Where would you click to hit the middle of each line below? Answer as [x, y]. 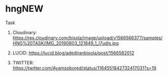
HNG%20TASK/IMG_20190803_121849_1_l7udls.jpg [66, 43]
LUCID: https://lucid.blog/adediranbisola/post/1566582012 [73, 53]
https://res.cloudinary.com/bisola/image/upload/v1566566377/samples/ [88, 38]
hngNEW [24, 9]
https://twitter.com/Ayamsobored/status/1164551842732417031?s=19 [85, 68]
